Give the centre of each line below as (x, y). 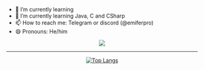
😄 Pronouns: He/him (41, 31)
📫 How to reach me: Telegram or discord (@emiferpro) (84, 23)
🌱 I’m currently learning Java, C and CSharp (70, 16)
